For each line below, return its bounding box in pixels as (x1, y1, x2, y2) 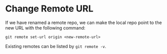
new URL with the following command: (5, 24, 86, 30)
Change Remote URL (5, 3, 94, 14)
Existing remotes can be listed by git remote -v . (5, 43, 106, 49)
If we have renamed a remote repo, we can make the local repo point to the (5, 19, 162, 25)
